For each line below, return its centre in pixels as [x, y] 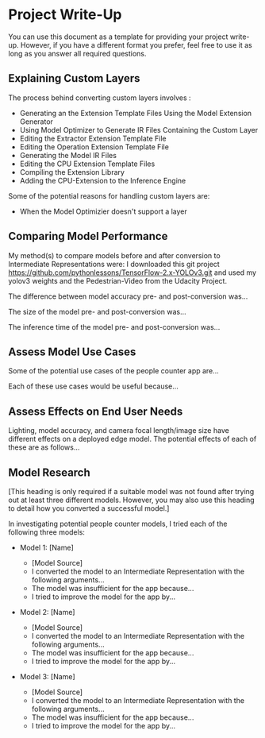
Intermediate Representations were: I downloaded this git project [114, 264]
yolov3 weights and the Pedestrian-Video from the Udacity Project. [118, 280]
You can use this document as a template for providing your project [118, 37]
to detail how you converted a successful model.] [89, 508]
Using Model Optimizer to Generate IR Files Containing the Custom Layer [139, 129]
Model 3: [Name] [47, 676]
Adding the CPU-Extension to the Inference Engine [103, 180]
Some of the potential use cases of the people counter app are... [114, 371]
